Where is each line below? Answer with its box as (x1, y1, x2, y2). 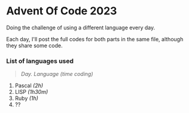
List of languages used (6, 57, 74, 65)
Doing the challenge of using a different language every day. (6, 24, 156, 31)
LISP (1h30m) (14, 88, 48, 96)
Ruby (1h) (14, 94, 39, 102)
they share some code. (6, 42, 63, 49)
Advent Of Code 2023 (6, 4, 117, 18)
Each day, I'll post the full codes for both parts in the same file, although (6, 35, 184, 42)
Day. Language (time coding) (20, 71, 94, 78)
